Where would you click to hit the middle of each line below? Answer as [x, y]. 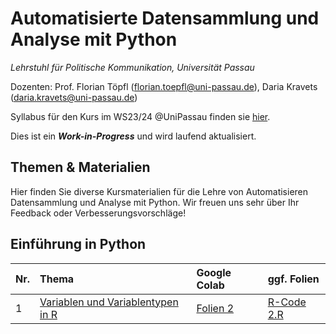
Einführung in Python [78, 244]
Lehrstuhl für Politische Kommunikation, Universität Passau [132, 67]
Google [214, 272]
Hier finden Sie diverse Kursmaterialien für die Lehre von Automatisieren [159, 191]
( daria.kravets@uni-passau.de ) [74, 97]
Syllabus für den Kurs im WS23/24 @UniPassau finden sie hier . [140, 116]
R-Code [287, 302]
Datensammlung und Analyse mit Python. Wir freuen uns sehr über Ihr [155, 202]
